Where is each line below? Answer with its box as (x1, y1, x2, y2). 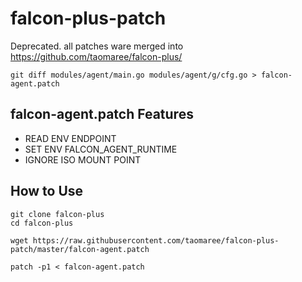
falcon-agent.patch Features (10, 106, 194, 123)
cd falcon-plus (10, 218, 74, 228)
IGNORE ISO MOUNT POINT (24, 153, 142, 166)
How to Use (10, 183, 84, 200)
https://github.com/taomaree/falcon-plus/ (10, 50, 183, 62)
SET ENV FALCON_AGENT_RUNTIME (24, 143, 178, 155)
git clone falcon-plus (10, 209, 105, 219)
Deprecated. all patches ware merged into (10, 40, 184, 52)
